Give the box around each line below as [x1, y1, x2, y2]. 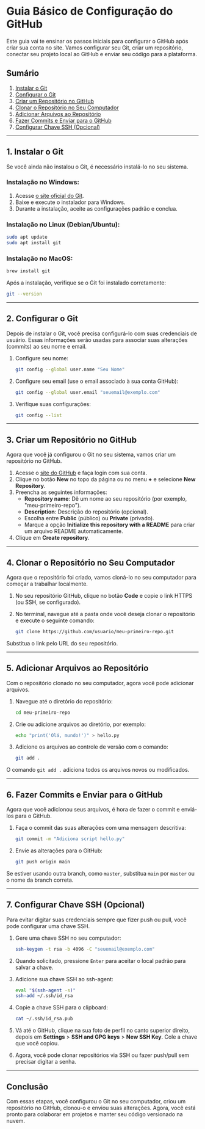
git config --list [15, 412, 62, 418]
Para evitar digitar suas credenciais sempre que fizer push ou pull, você [6, 916, 187, 923]
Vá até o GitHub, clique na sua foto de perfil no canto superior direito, [15, 1027, 190, 1034]
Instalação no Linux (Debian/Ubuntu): [6, 220, 120, 228]
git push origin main [15, 859, 70, 865]
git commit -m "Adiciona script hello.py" [15, 836, 125, 842]
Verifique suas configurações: [15, 400, 92, 407]
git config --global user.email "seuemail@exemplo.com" [15, 389, 160, 395]
